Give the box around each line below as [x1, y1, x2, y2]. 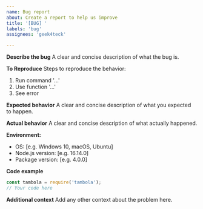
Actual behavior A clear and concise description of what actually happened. [6, 119, 198, 127]
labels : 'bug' [6, 25, 42, 32]
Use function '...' [15, 83, 56, 91]
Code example [6, 168, 44, 175]
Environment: [6, 131, 41, 139]
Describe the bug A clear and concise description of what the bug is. [6, 53, 179, 61]
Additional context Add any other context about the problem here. [6, 196, 173, 203]
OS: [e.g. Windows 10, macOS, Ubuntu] [15, 143, 113, 150]
